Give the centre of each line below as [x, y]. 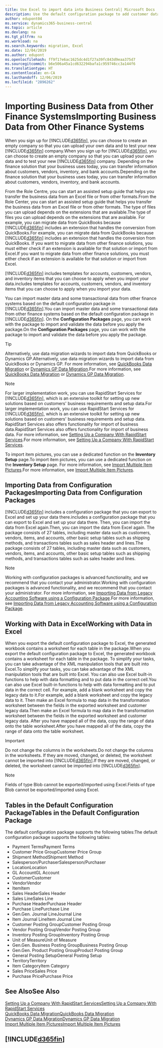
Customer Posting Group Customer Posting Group [61, 924]
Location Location [29, 867]
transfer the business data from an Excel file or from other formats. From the [81, 196]
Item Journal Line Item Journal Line [47, 919]
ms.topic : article [24, 28]
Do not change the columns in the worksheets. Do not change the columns [79, 750]
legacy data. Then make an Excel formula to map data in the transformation [80, 711]
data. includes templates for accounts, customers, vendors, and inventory [78, 284]
